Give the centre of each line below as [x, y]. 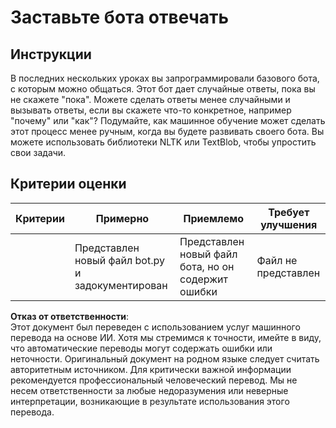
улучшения [289, 224]
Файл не [277, 260]
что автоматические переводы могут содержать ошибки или [141, 348]
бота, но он [207, 266]
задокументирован [121, 285]
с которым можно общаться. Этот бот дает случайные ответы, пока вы [163, 89]
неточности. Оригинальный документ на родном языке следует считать [165, 358]
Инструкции [51, 54]
